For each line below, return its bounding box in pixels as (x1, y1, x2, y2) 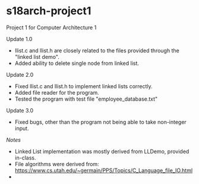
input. (14, 124, 29, 132)
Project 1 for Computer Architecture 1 (6, 24, 97, 31)
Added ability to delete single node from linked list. (14, 60, 140, 67)
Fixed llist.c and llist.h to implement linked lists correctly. (14, 82, 153, 90)
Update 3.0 (6, 107, 34, 114)
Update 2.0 (6, 71, 34, 78)
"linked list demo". (14, 53, 59, 60)
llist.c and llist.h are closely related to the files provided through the (14, 46, 179, 54)
